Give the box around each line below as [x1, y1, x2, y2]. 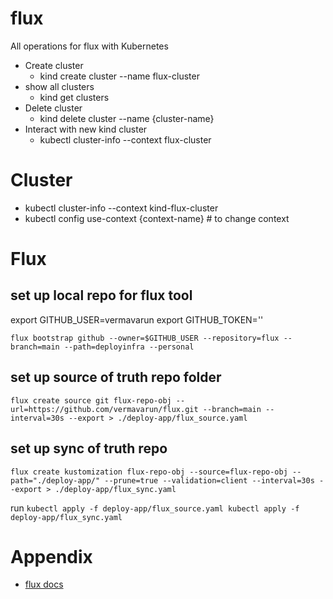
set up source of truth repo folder [10, 369, 222, 386]
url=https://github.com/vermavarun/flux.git [10, 404, 199, 414]
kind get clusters [39, 91, 110, 103]
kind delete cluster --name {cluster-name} [39, 112, 215, 124]
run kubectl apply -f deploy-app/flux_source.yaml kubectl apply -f [10, 502, 300, 514]
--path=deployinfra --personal [63, 342, 195, 352]
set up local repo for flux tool [10, 287, 193, 304]
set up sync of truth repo [10, 440, 168, 457]
